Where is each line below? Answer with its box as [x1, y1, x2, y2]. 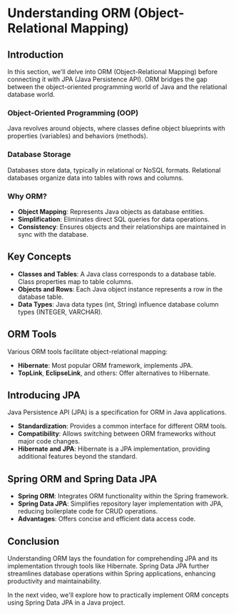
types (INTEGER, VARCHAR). [17, 307, 103, 316]
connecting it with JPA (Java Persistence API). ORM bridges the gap [7, 75, 208, 83]
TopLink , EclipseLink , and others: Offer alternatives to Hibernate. [17, 369, 210, 377]
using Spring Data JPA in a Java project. [7, 598, 125, 607]
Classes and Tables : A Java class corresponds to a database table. [17, 270, 217, 278]
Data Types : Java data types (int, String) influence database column [17, 300, 219, 308]
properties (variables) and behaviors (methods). [7, 132, 148, 140]
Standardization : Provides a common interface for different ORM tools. [17, 422, 227, 431]
